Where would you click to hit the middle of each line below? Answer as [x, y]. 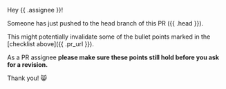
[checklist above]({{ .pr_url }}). [51, 44]
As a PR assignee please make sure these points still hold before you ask [113, 57]
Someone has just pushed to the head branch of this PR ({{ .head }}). [105, 23]
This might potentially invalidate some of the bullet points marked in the [109, 37]
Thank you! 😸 [27, 78]
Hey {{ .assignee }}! [35, 10]
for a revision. [28, 65]
